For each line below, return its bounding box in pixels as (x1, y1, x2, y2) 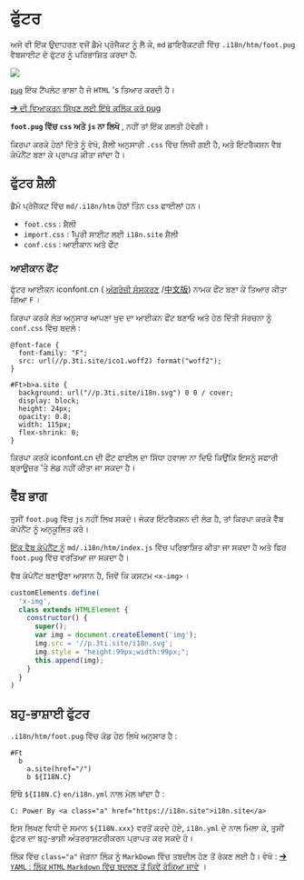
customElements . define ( (10, 588, 101, 597)
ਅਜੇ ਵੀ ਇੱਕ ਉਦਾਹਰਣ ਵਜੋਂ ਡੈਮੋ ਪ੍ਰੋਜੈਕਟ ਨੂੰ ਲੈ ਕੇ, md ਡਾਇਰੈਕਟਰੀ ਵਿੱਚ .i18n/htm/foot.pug (10, 38, 296, 49)
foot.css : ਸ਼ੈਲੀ (23, 218, 76, 229)
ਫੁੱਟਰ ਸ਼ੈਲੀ (10, 176, 56, 192)
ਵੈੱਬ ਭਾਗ (10, 489, 48, 505)
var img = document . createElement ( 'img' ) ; (34, 631, 198, 640)
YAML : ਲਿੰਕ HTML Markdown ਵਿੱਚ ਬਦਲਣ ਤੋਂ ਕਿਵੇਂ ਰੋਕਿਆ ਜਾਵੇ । (10, 861, 207, 872)
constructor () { (26, 614, 89, 623)
